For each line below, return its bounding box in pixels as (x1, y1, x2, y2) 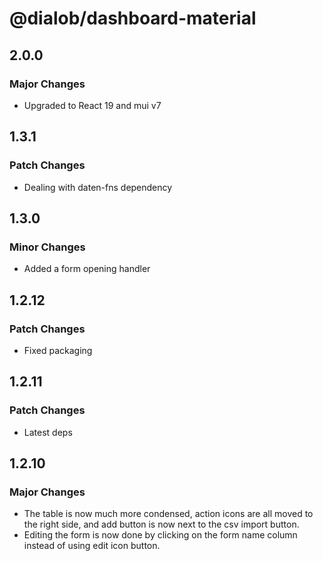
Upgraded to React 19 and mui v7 (23, 99, 162, 111)
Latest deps (23, 426, 73, 438)
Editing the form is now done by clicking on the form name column (23, 529, 298, 541)
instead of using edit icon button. (23, 540, 161, 552)
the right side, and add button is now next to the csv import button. (23, 518, 300, 531)
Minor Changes (9, 240, 86, 254)
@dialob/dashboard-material (9, 7, 257, 30)
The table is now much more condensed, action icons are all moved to (23, 508, 314, 520)
